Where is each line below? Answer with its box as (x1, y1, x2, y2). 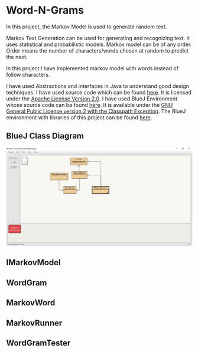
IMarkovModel (6, 258, 61, 268)
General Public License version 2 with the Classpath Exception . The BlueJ (6, 107, 186, 115)
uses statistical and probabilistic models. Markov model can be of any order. (6, 41, 192, 48)
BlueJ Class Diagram (6, 131, 85, 141)
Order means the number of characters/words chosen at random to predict (6, 47, 189, 54)
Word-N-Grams (6, 4, 85, 17)
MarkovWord (6, 298, 56, 308)
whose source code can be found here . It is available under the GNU (6, 101, 173, 108)
